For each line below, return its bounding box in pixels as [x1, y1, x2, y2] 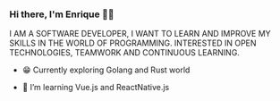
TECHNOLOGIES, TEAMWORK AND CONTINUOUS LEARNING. [9, 47, 240, 58]
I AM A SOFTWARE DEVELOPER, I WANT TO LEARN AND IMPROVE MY [9, 29, 271, 39]
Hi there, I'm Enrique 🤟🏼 [9, 8, 115, 21]
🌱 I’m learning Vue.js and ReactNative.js [21, 82, 170, 93]
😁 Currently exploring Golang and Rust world [21, 64, 191, 75]
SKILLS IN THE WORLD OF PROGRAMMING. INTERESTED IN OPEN [9, 38, 257, 48]
